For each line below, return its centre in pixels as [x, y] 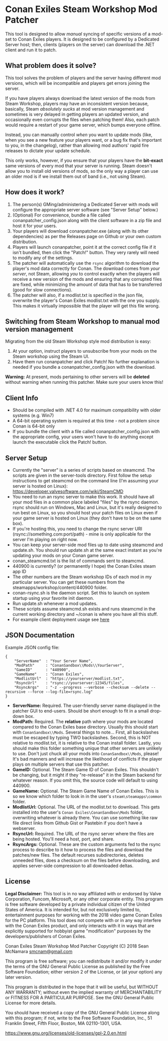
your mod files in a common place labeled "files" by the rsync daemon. [86, 502]
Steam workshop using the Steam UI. [51, 356]
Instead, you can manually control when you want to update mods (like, [79, 135]
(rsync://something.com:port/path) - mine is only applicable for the [82, 534]
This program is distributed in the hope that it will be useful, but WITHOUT [82, 987]
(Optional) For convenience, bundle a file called [61, 215]
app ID [19, 571]
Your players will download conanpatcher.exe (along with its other [80, 231]
